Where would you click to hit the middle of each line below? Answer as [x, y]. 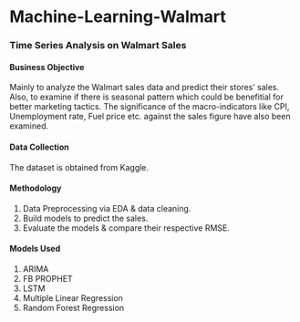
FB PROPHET [47, 278]
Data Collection [40, 147]
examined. [29, 126]
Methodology [36, 188]
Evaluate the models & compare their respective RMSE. [126, 228]
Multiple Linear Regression [72, 297]
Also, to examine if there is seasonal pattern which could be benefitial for [147, 97]
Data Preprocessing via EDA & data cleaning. [107, 208]
